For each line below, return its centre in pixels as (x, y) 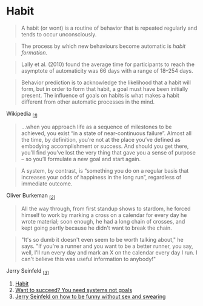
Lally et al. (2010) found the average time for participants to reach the (108, 64)
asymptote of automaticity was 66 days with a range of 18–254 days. (107, 70)
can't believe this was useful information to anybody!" (88, 259)
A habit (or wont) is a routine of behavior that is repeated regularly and (109, 28)
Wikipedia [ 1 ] (22, 114)
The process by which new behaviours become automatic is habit (103, 46)
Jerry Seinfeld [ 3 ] (28, 271)
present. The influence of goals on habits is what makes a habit (100, 95)
